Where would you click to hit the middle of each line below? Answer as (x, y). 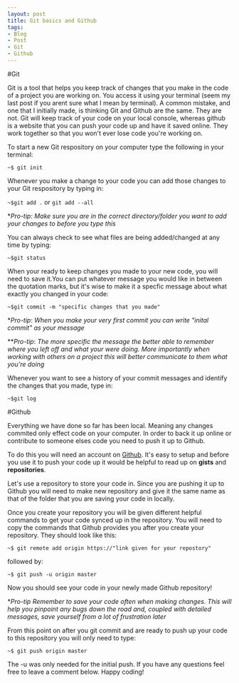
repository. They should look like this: (62, 535)
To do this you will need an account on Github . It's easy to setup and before (118, 454)
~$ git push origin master (47, 651)
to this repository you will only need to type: (72, 637)
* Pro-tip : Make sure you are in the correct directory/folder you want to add (117, 216)
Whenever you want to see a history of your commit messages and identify (117, 377)
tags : (15, 27)
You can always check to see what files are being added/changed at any (114, 237)
